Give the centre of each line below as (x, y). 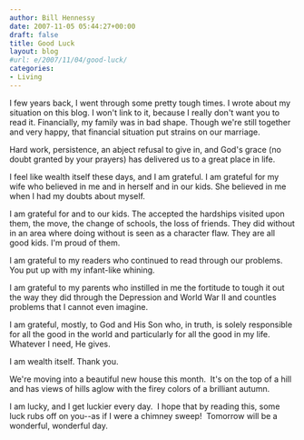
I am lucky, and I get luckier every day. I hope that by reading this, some (145, 406)
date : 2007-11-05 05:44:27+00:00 (73, 26)
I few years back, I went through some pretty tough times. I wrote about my (150, 103)
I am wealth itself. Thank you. (64, 361)
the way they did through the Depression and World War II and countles (143, 297)
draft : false (34, 35)
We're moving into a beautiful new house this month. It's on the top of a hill (151, 379)
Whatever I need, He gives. (60, 344)
